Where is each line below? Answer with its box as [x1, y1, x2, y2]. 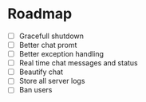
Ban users [18, 85, 53, 95]
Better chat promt [18, 41, 77, 49]
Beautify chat [18, 67, 64, 76]
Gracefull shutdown [18, 31, 85, 41]
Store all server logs [18, 76, 85, 86]
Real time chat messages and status [18, 58, 138, 68]
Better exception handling [18, 49, 105, 59]
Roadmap [7, 5, 73, 23]
